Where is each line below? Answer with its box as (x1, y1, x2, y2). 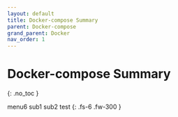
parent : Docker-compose (7, 23, 77, 30)
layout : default (7, 10, 54, 17)
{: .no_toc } (7, 89, 39, 97)
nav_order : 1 (7, 36, 45, 43)
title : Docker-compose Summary (7, 17, 98, 24)
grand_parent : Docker (7, 29, 71, 37)
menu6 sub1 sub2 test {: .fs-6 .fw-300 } (7, 102, 121, 111)
